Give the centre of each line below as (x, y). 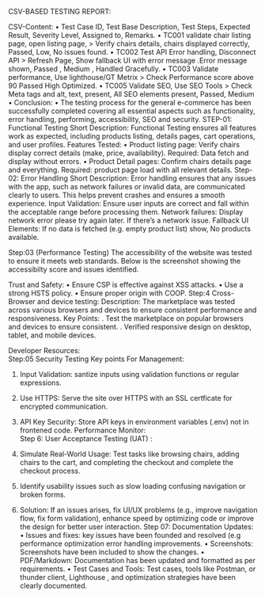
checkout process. (50, 471)
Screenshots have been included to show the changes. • (112, 552)
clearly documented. (53, 586)
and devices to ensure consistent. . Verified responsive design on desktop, (130, 327)
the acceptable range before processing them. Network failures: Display (126, 212)
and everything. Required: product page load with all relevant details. (121, 170)
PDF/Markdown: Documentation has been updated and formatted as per (137, 560)
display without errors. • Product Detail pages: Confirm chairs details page (130, 161)
